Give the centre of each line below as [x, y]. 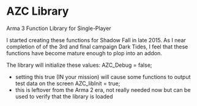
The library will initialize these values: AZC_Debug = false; [79, 65]
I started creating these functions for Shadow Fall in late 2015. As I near [96, 40]
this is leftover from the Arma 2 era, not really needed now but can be [103, 89]
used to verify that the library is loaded [64, 96]
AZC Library [38, 11]
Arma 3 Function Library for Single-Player [59, 28]
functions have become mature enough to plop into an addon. [84, 53]
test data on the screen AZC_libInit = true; [68, 83]
